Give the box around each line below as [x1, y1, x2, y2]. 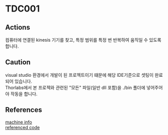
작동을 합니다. [10, 91, 38, 97]
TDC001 [5, 3, 40, 15]
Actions [5, 23, 30, 32]
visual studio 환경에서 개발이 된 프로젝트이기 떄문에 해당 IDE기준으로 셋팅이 [5, 72, 154, 78]
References [5, 106, 42, 114]
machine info [5, 119, 32, 125]
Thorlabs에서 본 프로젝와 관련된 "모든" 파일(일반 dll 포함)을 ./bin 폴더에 [5, 84, 146, 90]
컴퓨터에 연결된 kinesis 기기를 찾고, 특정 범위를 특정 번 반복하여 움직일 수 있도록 [5, 37, 162, 43]
